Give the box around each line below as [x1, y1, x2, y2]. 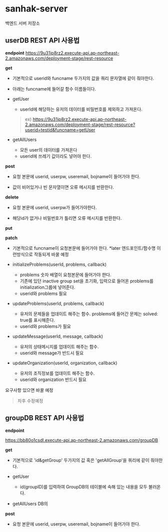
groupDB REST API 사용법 [5, 414, 84, 422]
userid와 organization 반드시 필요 [19, 376, 86, 382]
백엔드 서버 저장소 [5, 20, 40, 26]
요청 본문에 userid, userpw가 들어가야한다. [12, 204, 97, 210]
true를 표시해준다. [19, 317, 55, 323]
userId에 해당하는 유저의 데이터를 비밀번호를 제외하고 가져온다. [19, 106, 142, 112]
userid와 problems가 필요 [19, 323, 71, 329]
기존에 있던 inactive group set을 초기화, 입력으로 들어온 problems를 [19, 278, 154, 284]
